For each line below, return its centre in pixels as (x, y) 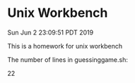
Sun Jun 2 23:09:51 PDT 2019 (51, 32)
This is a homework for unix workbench (65, 46)
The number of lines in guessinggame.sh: (68, 59)
